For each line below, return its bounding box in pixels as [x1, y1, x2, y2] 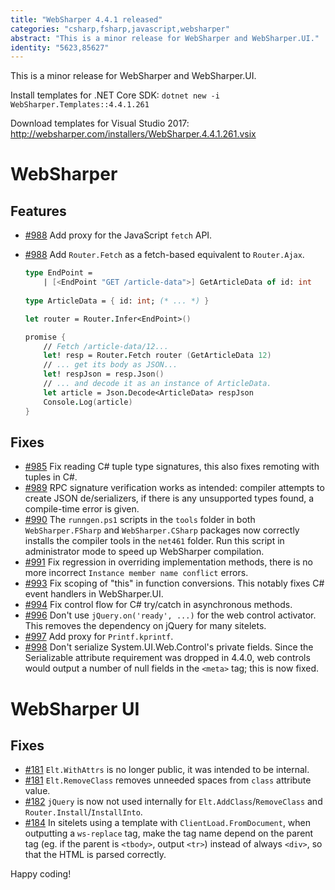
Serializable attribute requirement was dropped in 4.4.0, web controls [24, 652, 311, 664]
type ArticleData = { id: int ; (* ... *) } [24, 296, 210, 306]
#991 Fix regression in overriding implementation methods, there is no [24, 556, 313, 568]
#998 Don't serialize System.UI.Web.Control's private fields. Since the [24, 641, 314, 653]
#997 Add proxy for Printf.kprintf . [24, 631, 174, 643]
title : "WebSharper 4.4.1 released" [10, 14, 163, 25]
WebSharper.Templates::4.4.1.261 [10, 100, 150, 110]
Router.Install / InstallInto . [24, 806, 143, 818]
